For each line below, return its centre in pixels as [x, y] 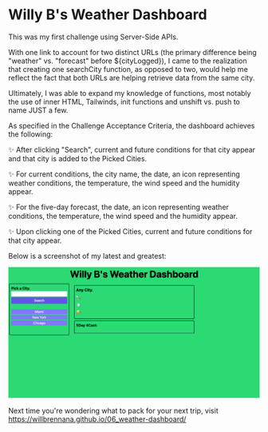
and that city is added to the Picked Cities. [78, 158]
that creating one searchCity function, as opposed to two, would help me [128, 69]
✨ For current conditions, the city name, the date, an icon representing [124, 174]
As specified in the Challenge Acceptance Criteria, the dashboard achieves [132, 125]
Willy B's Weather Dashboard [108, 15]
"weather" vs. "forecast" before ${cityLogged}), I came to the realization [128, 61]
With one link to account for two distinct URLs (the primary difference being [132, 52]
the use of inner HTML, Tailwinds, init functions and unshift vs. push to [124, 101]
